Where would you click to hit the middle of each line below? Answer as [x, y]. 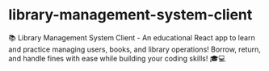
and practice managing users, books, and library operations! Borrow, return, [134, 49]
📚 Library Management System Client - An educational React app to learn [132, 37]
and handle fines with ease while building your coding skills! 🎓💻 [117, 58]
